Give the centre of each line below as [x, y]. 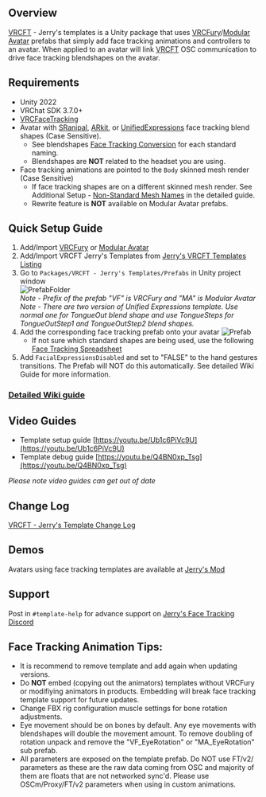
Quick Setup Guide [56, 229]
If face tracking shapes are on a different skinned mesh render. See [142, 186]
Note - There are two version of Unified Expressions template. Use [129, 307]
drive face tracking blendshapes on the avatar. [84, 57]
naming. [45, 152]
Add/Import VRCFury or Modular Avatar [84, 248]
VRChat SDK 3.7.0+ [51, 110]
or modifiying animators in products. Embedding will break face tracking [138, 691]
